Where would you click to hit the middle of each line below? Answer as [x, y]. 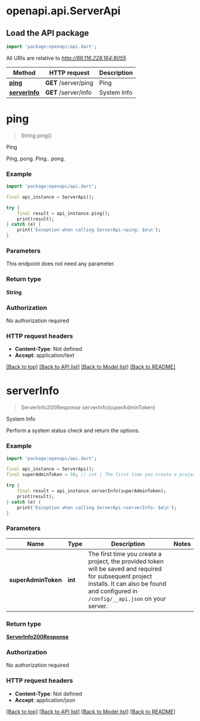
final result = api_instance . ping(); [64, 213]
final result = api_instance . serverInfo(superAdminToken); [92, 491]
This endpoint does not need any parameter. [60, 264]
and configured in [113, 591]
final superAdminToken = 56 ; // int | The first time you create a [92, 475]
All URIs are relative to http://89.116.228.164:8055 [66, 58]
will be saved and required [125, 568]
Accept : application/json [45, 700]
